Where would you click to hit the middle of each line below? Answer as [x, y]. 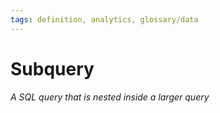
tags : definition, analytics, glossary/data [104, 19]
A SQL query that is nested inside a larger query [110, 97]
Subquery [52, 68]
